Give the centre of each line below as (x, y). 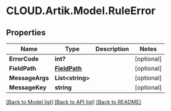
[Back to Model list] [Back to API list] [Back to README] (74, 102)
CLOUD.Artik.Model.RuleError (81, 11)
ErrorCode (24, 59)
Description (112, 49)
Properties (26, 33)
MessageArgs (29, 78)
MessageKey (28, 88)
